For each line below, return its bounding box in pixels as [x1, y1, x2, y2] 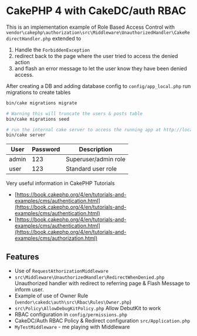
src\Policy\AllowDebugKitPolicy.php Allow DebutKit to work [14, 305, 161, 312]
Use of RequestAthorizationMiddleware [14, 267, 108, 274]
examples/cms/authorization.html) [14, 235, 98, 242]
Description [79, 145, 113, 154]
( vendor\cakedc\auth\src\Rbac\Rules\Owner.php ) [14, 298, 132, 306]
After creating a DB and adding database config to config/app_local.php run [6, 82, 191, 89]
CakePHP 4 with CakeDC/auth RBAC [6, 4, 186, 18]
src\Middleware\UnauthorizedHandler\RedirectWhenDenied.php [14, 274, 165, 281]
